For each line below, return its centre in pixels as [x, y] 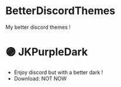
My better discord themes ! [38, 27]
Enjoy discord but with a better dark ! [58, 72]
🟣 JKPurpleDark [47, 52]
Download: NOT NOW [40, 78]
